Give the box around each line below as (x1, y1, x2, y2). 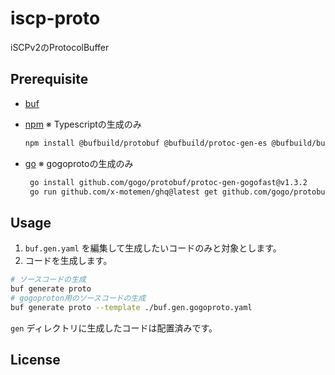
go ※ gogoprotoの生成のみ (24, 157, 134, 169)
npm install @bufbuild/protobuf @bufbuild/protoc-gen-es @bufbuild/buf (24, 138, 330, 148)
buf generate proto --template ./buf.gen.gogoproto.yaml (10, 302, 253, 312)
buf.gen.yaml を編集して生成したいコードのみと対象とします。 (24, 242, 282, 254)
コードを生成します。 (24, 255, 113, 267)
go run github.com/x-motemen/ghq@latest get (29, 187, 218, 197)
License (10, 352, 61, 369)
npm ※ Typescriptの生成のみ (24, 118, 142, 130)
